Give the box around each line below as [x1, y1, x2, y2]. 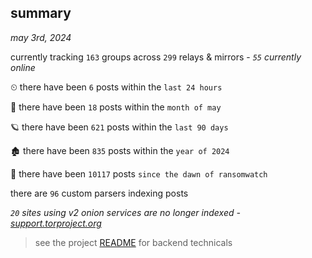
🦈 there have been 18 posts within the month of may [10, 101, 222, 113]
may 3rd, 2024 [10, 31, 72, 43]
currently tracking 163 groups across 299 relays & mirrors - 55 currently [10, 51, 302, 63]
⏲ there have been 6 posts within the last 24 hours [10, 81, 223, 93]
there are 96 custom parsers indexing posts [10, 187, 189, 199]
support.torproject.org [10, 217, 102, 229]
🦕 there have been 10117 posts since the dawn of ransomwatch [10, 167, 268, 180]
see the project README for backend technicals [34, 236, 233, 248]
